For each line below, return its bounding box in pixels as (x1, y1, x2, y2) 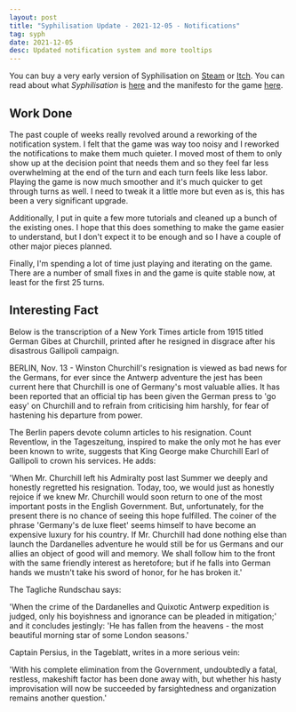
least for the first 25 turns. (9, 276, 105, 287)
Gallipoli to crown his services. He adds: (9, 455, 156, 466)
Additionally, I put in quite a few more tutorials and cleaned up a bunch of (9, 212, 277, 223)
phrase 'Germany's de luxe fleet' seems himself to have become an (9, 519, 257, 530)
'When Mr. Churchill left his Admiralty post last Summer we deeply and (9, 472, 268, 483)
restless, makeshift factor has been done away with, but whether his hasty (9, 673, 282, 684)
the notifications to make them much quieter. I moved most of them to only (9, 148, 283, 158)
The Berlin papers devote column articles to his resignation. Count (9, 427, 252, 437)
